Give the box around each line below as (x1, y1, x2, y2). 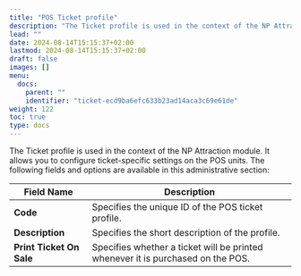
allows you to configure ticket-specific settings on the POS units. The (9, 155, 265, 165)
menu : (9, 71, 30, 80)
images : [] (9, 63, 50, 72)
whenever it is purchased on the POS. (91, 252, 251, 264)
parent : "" (25, 88, 66, 96)
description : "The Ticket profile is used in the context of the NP (9, 21, 271, 30)
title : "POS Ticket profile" (9, 13, 118, 22)
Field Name (23, 186, 73, 197)
